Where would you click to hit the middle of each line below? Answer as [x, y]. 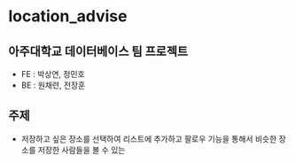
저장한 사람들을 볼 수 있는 [82, 150]
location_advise [68, 16]
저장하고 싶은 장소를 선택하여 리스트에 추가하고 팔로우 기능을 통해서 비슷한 [149, 138]
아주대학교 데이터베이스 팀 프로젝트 [98, 51]
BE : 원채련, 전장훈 [53, 85]
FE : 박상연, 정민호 [53, 74]
